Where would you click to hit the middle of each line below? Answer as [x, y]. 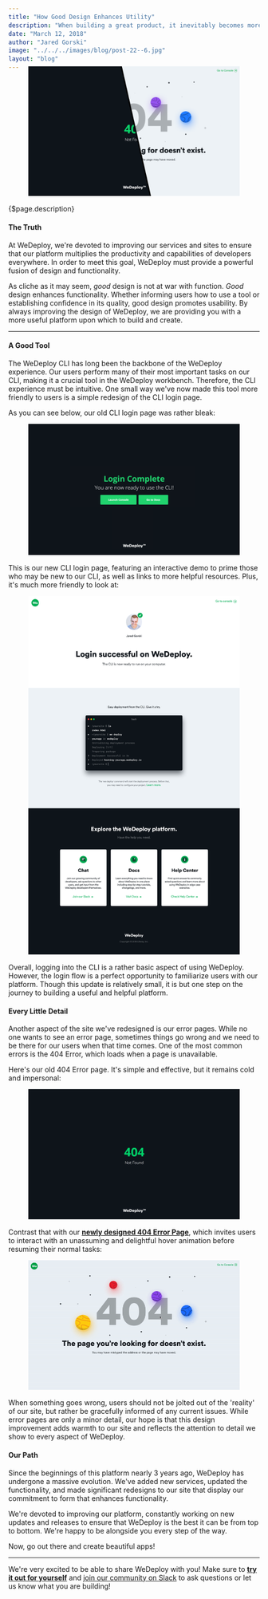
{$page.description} [41, 209]
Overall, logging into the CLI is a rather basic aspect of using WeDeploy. [126, 967]
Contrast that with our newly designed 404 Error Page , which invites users [132, 1232]
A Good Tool [29, 345]
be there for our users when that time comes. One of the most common [126, 1046]
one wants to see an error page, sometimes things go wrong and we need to [134, 1037]
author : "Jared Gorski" [48, 42]
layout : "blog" [33, 59]
